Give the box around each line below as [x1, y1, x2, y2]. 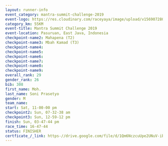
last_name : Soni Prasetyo [5, 91, 59, 96]
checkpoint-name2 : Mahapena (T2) [5, 36, 75, 41]
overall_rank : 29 [5, 73, 41, 78]
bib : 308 [5, 82, 23, 87]
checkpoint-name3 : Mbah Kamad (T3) [5, 40, 79, 45]
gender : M [5, 96, 26, 101]
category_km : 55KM [5, 21, 43, 27]
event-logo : [5, 17, 30, 22]
